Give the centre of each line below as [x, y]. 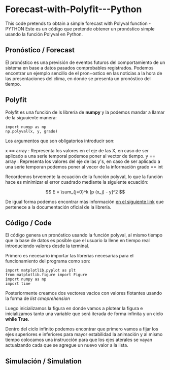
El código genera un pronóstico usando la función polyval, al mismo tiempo [84, 235]
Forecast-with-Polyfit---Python [74, 9]
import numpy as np [26, 279]
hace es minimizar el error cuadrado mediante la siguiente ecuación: [77, 182]
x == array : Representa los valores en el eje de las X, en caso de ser [77, 150]
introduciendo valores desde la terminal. [47, 246]
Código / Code [28, 223]
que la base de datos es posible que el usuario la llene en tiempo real [77, 241]
